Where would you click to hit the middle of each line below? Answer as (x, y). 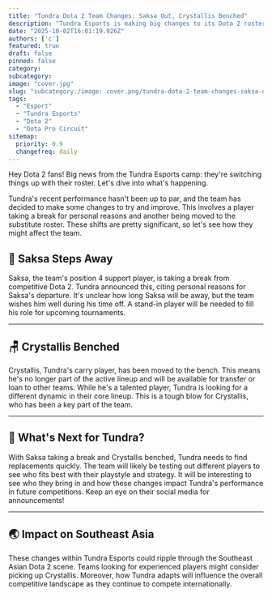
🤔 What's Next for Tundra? (76, 438)
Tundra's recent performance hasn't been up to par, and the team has (125, 198)
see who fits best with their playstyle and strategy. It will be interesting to (130, 474)
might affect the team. (45, 233)
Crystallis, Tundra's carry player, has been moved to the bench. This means (134, 370)
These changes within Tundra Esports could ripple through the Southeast (130, 558)
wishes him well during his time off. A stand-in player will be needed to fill (131, 304)
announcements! (36, 500)
